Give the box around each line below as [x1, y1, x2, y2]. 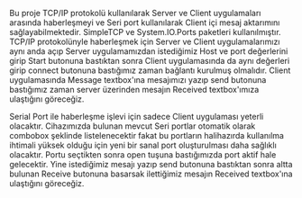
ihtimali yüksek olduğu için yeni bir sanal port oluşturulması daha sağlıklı [9, 139, 277, 150]
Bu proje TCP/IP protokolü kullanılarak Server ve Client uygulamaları [9, 8, 261, 18]
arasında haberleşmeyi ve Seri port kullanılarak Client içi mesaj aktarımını [9, 17, 280, 28]
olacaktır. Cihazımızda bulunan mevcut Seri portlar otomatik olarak [9, 121, 256, 131]
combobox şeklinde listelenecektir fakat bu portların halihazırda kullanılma [9, 130, 284, 140]
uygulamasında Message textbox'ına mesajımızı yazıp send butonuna [9, 75, 267, 85]
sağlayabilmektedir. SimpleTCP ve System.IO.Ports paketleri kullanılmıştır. [9, 27, 281, 37]
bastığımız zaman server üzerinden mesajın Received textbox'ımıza [9, 85, 260, 94]
